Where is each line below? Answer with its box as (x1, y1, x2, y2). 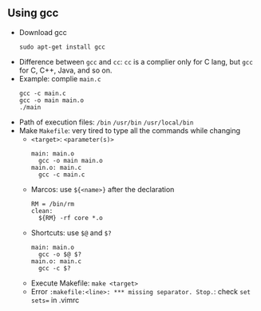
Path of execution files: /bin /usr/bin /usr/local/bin (18, 117, 194, 127)
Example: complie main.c (18, 73, 101, 83)
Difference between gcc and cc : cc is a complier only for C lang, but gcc (18, 57, 253, 66)
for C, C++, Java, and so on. (18, 65, 113, 75)
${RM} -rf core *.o (38, 214, 103, 222)
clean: (30, 207, 53, 215)
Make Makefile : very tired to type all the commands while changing (18, 125, 241, 135)
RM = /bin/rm (30, 199, 75, 208)
